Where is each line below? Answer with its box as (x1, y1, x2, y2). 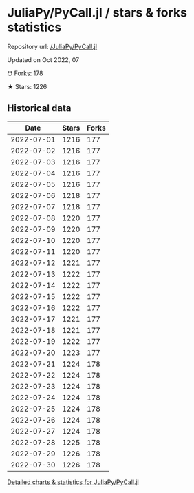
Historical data (7, 102, 72, 115)
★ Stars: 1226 (7, 82, 47, 90)
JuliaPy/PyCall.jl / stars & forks (7, 5, 188, 21)
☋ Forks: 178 (7, 69, 43, 77)
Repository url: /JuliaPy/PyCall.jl (7, 42, 98, 50)
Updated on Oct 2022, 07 (7, 55, 80, 64)
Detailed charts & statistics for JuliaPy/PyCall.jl (7, 478, 139, 486)
